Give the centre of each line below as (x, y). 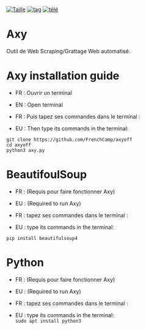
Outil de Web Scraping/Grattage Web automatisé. (68, 51)
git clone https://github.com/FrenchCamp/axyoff (69, 140)
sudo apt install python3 (48, 321)
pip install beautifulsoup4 (42, 238)
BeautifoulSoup (47, 175)
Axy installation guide (63, 76)
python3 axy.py (26, 150)
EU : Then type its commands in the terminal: (72, 128)
